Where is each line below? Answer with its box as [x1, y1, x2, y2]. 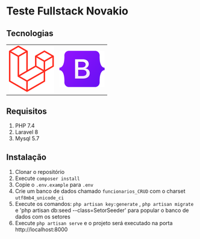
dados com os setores [14, 213, 70, 220]
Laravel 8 [14, 128, 39, 136]
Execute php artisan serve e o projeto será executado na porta [14, 219, 173, 226]
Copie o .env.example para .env [14, 181, 93, 188]
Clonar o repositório [14, 168, 65, 175]
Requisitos [6, 106, 47, 116]
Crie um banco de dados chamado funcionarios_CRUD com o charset [14, 187, 186, 194]
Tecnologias [6, 28, 54, 39]
